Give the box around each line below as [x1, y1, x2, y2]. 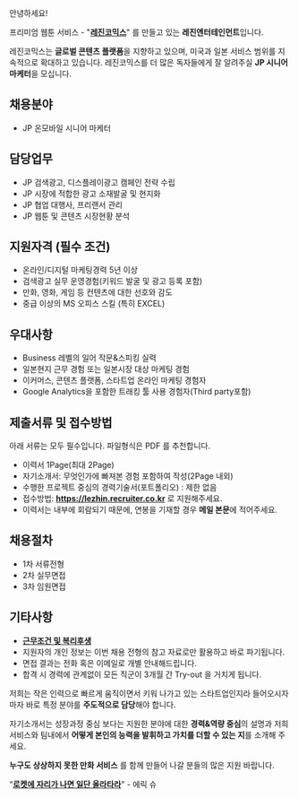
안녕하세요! [9, 8, 48, 18]
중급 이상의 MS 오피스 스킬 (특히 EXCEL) [21, 299, 166, 309]
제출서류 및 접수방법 [9, 415, 113, 430]
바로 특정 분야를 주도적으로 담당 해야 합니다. [25, 698, 176, 710]
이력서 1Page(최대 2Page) [21, 460, 115, 471]
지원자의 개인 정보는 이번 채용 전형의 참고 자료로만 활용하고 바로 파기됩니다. [21, 646, 285, 657]
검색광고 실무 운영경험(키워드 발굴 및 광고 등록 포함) [21, 276, 203, 287]
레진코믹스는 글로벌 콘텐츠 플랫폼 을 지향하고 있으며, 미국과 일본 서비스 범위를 [9, 46, 277, 56]
